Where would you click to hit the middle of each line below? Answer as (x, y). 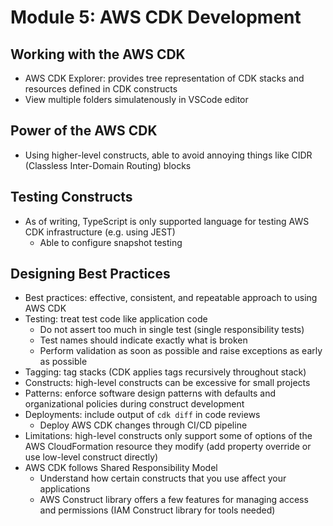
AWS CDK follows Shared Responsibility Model (121, 468)
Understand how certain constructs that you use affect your (163, 478)
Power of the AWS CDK (84, 131)
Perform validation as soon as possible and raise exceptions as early (181, 351)
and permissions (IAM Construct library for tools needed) (157, 510)
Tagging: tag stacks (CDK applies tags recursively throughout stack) (165, 372)
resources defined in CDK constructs (101, 89)
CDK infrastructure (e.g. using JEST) (100, 232)
